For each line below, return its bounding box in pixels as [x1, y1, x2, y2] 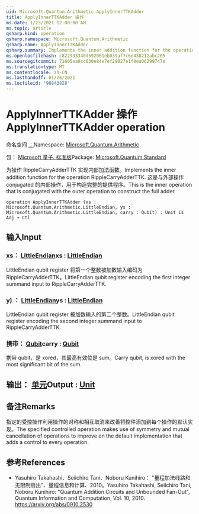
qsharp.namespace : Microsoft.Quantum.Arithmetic [6, 36, 129, 42]
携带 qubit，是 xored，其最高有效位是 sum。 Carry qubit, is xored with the [6, 354, 185, 362]
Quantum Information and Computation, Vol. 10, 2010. [14, 494, 146, 502]
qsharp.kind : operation [6, 31, 65, 37]
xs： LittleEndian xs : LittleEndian [6, 251, 102, 260]
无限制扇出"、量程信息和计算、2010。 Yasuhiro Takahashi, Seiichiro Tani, [14, 481, 192, 489]
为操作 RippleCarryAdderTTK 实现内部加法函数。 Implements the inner [6, 166, 176, 173]
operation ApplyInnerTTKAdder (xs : [6, 199, 97, 205]
